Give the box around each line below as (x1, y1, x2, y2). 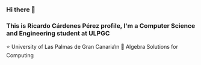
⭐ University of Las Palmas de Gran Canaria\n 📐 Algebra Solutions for (6, 43, 179, 51)
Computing (6, 52, 34, 59)
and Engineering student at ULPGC (6, 29, 110, 37)
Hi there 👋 (6, 5, 36, 14)
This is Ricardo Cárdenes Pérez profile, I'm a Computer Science (6, 21, 196, 29)
